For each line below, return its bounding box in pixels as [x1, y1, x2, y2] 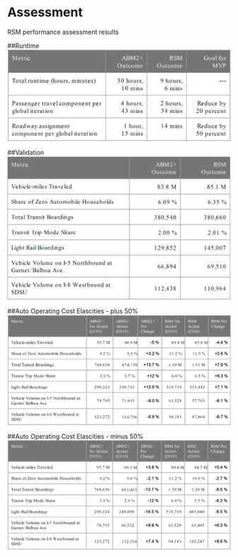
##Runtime [7, 41, 40, 50]
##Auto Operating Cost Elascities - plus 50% [7, 306, 139, 315]
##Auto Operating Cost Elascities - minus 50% [7, 432, 144, 440]
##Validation [7, 148, 45, 157]
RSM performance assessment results [7, 28, 119, 36]
